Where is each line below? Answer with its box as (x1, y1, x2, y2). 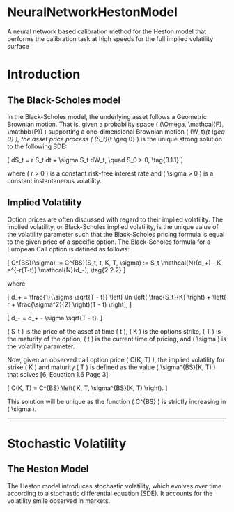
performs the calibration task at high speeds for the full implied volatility (7, 34, 214, 42)
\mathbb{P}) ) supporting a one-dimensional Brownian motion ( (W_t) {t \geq (7, 127, 225, 136)
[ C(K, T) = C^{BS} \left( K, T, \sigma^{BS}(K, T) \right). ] (7, 384, 168, 392)
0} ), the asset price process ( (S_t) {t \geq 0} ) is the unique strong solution (7, 134, 223, 143)
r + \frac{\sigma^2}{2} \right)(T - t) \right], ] (7, 300, 132, 309)
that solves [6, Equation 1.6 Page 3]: (7, 370, 110, 378)
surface (7, 42, 30, 50)
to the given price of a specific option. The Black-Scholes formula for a (7, 238, 211, 246)
